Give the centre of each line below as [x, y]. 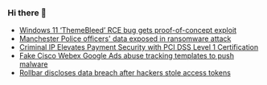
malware [33, 64]
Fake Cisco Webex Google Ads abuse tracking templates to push [127, 56]
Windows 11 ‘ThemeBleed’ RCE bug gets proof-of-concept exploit [128, 30]
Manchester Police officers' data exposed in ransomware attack [125, 38]
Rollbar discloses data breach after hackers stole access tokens [125, 73]
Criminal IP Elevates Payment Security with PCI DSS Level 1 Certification [139, 47]
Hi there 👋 [27, 13]
